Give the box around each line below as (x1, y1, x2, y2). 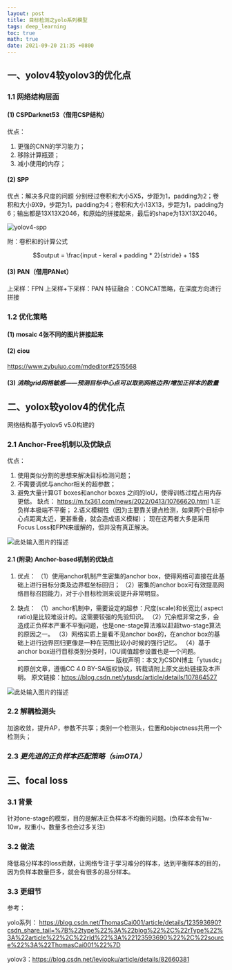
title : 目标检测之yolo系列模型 (7, 17, 88, 24)
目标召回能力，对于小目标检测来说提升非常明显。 (23, 589, 163, 597)
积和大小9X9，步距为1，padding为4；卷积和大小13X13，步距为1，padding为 (7, 200, 224, 208)
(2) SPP (7, 176, 29, 184)
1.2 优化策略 (7, 312, 48, 322)
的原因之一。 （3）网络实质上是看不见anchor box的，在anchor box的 (17, 630, 214, 638)
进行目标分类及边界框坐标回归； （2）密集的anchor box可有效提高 (29, 580, 219, 589)
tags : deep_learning (7, 23, 67, 30)
